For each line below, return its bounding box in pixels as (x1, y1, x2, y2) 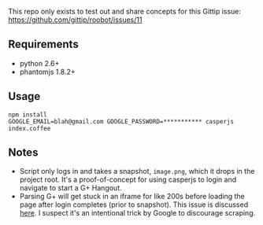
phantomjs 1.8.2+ (19, 67, 76, 76)
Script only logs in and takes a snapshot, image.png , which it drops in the (19, 167, 255, 176)
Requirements (8, 38, 79, 51)
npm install (8, 110, 47, 119)
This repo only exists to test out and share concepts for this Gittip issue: (8, 7, 242, 16)
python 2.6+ (19, 58, 60, 68)
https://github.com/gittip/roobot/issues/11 (8, 15, 143, 24)
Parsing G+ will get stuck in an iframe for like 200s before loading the (19, 192, 246, 201)
